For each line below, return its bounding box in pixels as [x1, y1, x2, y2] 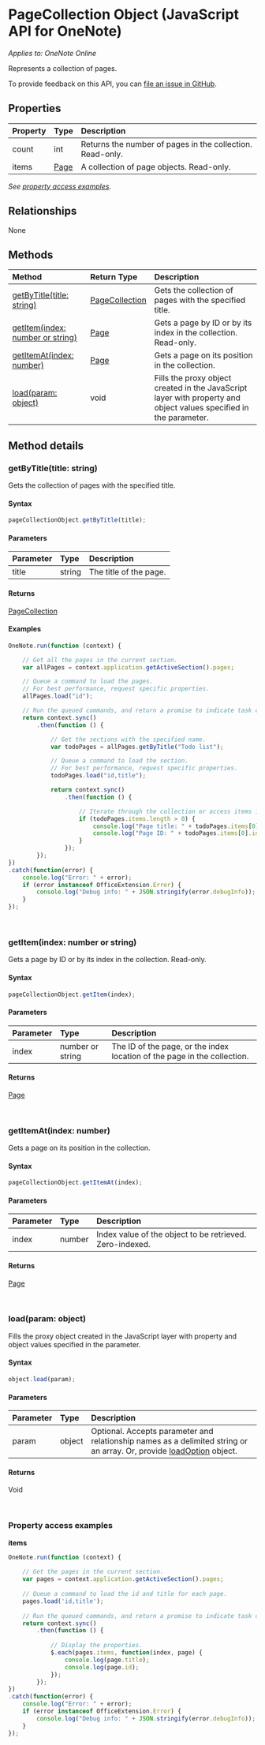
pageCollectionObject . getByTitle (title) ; [8, 516, 147, 524]
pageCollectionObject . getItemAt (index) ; [8, 1178, 144, 1187]
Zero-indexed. [96, 1239, 151, 1250]
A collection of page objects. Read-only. [80, 161, 231, 172]
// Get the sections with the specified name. [50, 736, 207, 743]
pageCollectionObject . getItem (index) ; [8, 990, 136, 998]
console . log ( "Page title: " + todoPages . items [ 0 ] [92, 822, 259, 830]
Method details [8, 439, 84, 452]
